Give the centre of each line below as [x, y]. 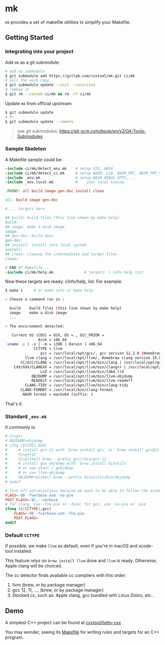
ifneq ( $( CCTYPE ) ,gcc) [28, 509]
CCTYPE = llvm [48, 349]
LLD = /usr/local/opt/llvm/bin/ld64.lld [82, 372]
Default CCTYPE [23, 535]
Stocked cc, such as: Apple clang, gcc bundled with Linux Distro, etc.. [83, 595]
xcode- [146, 546]
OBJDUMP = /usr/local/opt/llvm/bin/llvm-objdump [82, 376]
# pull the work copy [27, 81]
